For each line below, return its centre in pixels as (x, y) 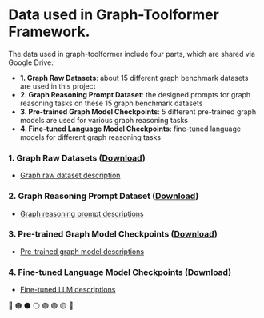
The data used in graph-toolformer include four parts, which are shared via (132, 54)
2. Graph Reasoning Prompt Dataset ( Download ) (104, 196)
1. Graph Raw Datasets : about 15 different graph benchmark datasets (134, 78)
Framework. (49, 32)
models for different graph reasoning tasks (90, 137)
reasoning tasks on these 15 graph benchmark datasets (111, 103)
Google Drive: (31, 62)
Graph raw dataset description (70, 175)
